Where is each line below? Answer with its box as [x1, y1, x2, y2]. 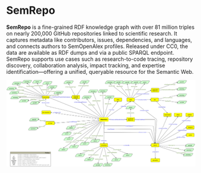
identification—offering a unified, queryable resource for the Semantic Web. [6, 68, 194, 75]
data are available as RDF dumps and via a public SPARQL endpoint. [6, 49, 175, 56]
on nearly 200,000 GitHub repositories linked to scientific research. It [6, 29, 178, 37]
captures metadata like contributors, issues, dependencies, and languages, [6, 36, 193, 43]
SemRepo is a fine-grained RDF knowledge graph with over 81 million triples [6, 23, 195, 31]
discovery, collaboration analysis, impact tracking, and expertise [6, 61, 166, 69]
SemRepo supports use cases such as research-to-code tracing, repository [6, 55, 193, 62]
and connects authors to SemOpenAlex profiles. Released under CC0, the [6, 43, 188, 50]
